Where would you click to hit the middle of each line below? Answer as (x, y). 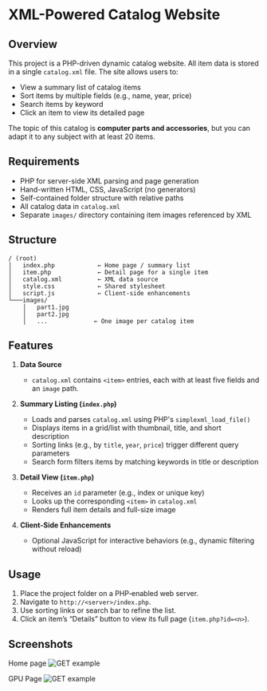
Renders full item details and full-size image (104, 510)
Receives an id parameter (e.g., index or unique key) (118, 493)
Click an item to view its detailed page (82, 113)
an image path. (55, 389)
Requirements (44, 162)
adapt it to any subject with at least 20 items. (82, 136)
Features (31, 346)
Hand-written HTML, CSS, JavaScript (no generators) (108, 189)
